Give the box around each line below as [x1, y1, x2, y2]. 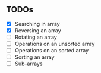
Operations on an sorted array [14, 47, 89, 54]
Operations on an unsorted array [14, 41, 95, 47]
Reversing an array [14, 26, 61, 34]
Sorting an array [14, 54, 55, 61]
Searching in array [14, 20, 61, 27]
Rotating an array [14, 34, 58, 41]
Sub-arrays [14, 60, 43, 67]
